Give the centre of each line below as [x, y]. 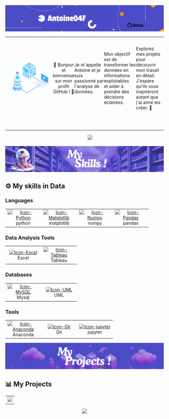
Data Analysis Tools [30, 238]
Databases [19, 275]
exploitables [116, 81]
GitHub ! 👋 [64, 91]
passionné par [89, 81]
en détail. [146, 75]
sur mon [64, 81]
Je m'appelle [88, 65]
